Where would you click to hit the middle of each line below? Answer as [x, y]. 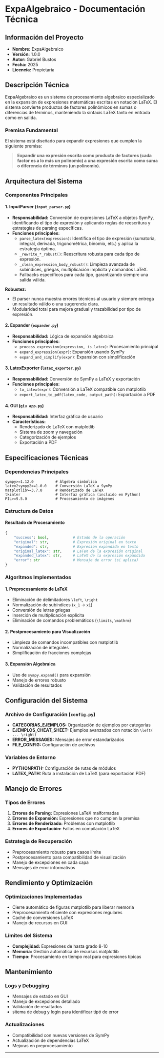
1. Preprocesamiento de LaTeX [36, 589]
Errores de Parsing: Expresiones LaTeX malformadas [65, 813]
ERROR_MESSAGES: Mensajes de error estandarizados [68, 739]
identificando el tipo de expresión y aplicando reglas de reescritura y [81, 222]
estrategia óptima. [38, 249]
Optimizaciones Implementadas [44, 897]
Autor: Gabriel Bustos [34, 59]
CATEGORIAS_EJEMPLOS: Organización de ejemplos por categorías [81, 725]
